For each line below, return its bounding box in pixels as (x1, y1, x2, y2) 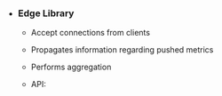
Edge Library (17, 7, 75, 20)
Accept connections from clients (30, 28, 151, 38)
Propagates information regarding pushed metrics (30, 44, 214, 55)
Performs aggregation (30, 61, 112, 73)
